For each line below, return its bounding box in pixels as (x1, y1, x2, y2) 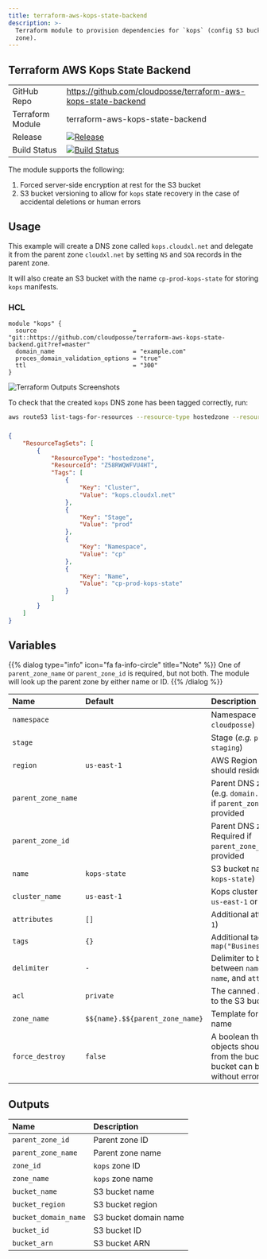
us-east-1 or (211, 896, 258, 907)
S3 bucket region (93, 1199, 157, 1211)
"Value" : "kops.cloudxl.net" (79, 490, 176, 499)
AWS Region (211, 754, 257, 765)
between (211, 963, 244, 974)
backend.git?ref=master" (8, 341, 91, 349)
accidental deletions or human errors (19, 197, 141, 207)
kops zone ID (93, 1160, 141, 1172)
